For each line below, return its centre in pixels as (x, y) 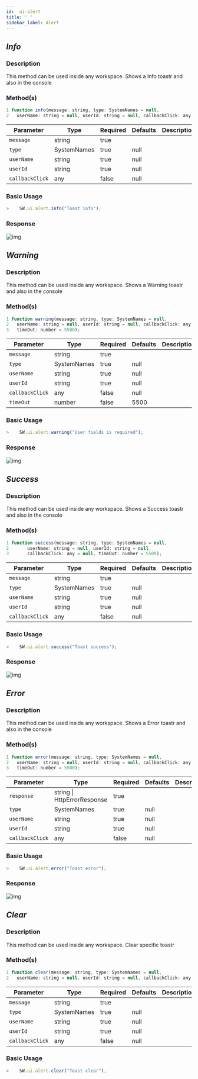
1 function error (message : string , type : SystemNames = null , (84, 757)
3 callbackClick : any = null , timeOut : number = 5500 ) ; (84, 554)
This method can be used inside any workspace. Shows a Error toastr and (96, 723)
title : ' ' (19, 17)
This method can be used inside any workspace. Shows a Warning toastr (95, 285)
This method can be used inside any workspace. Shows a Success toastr (95, 509)
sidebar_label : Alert (33, 22)
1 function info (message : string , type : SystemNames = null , (83, 110)
